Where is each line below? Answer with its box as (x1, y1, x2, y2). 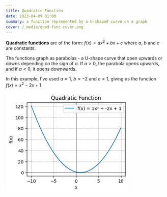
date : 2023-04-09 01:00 (6, 13, 57, 19)
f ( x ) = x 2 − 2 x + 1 (6, 81, 41, 88)
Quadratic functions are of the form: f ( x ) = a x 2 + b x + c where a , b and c (6, 39, 160, 46)
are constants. (6, 45, 36, 51)
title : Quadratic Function (6, 8, 63, 13)
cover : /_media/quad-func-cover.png (6, 24, 83, 30)
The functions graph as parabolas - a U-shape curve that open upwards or (6, 55, 162, 61)
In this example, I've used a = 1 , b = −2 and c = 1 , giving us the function (6, 75, 157, 81)
